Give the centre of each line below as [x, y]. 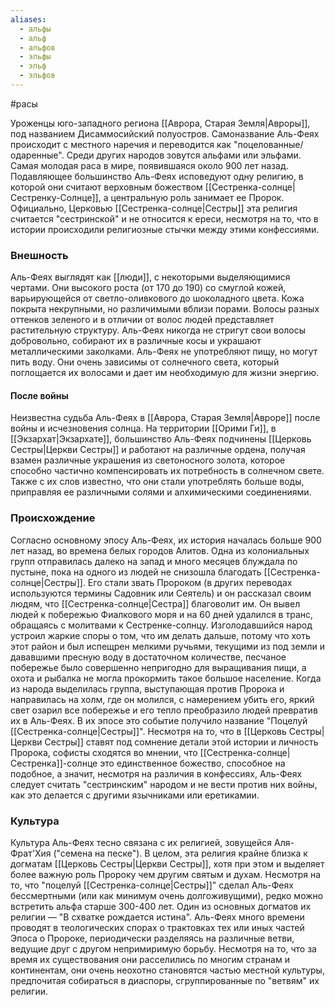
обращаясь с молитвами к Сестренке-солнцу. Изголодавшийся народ [161, 625]
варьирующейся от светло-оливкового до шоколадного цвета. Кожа [157, 298]
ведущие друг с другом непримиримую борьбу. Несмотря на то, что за [163, 948]
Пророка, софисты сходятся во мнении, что [104, 752]
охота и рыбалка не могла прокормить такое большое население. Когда [166, 678]
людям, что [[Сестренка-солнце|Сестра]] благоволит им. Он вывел [155, 603]
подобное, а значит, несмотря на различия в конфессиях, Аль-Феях [156, 773]
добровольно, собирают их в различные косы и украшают [136, 341]
